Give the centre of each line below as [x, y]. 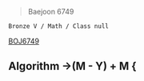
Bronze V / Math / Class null [59, 26]
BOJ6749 [24, 41]
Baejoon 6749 [51, 12]
